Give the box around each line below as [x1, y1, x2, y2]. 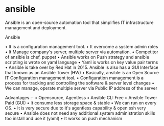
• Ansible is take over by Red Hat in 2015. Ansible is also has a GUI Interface [5, 64, 159, 70]
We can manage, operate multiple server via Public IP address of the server [5, 85, 158, 91]
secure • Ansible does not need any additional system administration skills [5, 110, 155, 116]
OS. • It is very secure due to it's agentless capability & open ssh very [5, 105, 146, 111]
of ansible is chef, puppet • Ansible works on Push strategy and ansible [5, 54, 149, 60]
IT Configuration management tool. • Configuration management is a [5, 75, 144, 81]
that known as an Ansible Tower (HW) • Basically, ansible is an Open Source [5, 69, 159, 75]
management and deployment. [5, 24, 67, 30]
